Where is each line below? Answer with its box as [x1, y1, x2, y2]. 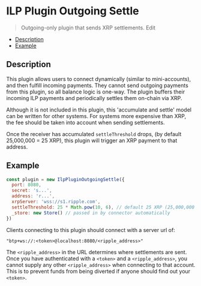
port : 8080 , [11, 182, 42, 188]
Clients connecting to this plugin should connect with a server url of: [6, 226, 175, 233]
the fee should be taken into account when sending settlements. [6, 119, 165, 126]
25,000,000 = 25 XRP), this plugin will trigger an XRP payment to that [6, 137, 178, 144]
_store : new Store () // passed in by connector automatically [11, 210, 170, 216]
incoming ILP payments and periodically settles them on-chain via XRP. [6, 94, 182, 101]
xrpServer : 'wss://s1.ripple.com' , [11, 199, 101, 205]
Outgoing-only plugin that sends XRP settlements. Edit [20, 24, 156, 31]
